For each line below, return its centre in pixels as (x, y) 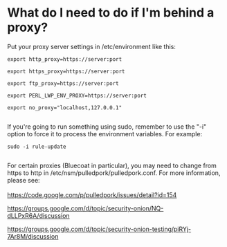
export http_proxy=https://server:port (65, 59)
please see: (24, 180)
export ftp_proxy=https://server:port (63, 83)
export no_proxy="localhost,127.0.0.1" (65, 108)
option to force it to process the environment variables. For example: (105, 134)
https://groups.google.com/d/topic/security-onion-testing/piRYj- (99, 229)
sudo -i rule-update (37, 147)
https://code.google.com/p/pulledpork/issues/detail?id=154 (92, 194)
